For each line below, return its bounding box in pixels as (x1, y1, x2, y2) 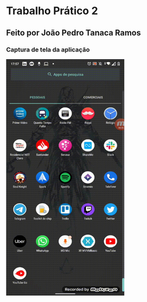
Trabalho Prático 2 (6, 4, 99, 18)
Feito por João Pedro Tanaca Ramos (6, 28, 141, 38)
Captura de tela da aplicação (6, 46, 90, 54)
